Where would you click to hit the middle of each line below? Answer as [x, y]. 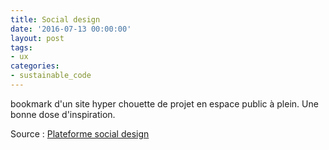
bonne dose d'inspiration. [63, 114]
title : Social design [55, 19]
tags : [21, 47]
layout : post [37, 38]
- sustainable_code [51, 76]
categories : [35, 66]
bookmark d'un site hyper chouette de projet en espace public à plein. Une [164, 103]
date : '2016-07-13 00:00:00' [71, 29]
